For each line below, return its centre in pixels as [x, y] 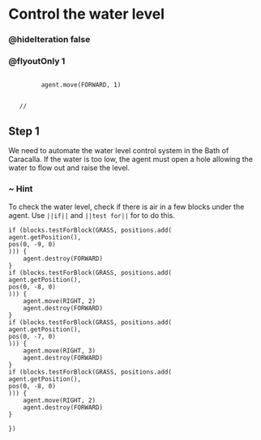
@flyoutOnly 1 [37, 62]
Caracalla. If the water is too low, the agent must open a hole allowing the [131, 160]
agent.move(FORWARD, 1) [81, 85]
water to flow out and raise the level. [69, 168]
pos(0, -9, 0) [32, 244]
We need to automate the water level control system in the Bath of [119, 151]
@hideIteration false [49, 40]
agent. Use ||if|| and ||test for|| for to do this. [92, 215]
